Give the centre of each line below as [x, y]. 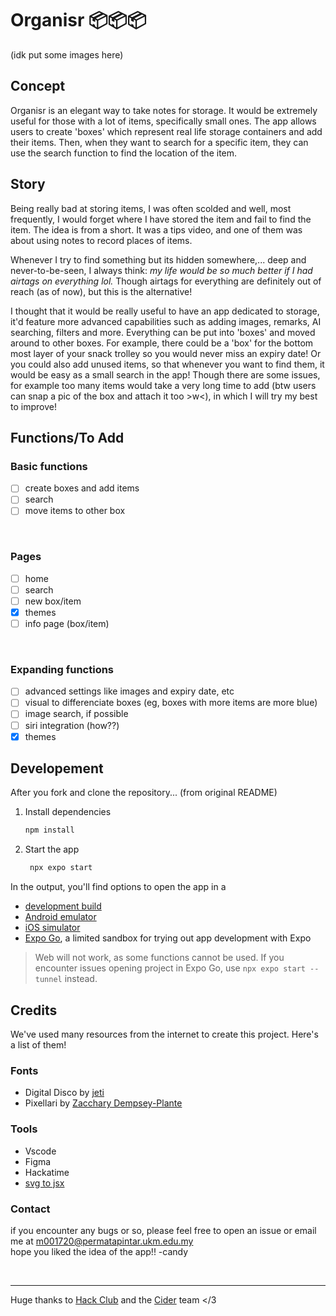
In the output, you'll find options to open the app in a [118, 887]
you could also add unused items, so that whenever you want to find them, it [167, 364]
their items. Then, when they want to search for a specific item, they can [159, 142]
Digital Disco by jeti [64, 1093]
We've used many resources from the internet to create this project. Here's [164, 1034]
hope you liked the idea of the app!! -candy [99, 1251]
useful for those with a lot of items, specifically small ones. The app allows [163, 121]
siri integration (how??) [72, 725]
